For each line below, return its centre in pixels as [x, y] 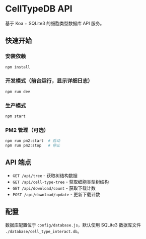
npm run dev [18, 92]
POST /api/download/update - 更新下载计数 [56, 194]
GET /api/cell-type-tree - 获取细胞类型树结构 [61, 182]
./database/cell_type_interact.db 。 [44, 231]
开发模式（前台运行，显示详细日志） [49, 81]
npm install [18, 67]
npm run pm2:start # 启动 [33, 141]
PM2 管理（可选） [27, 130]
